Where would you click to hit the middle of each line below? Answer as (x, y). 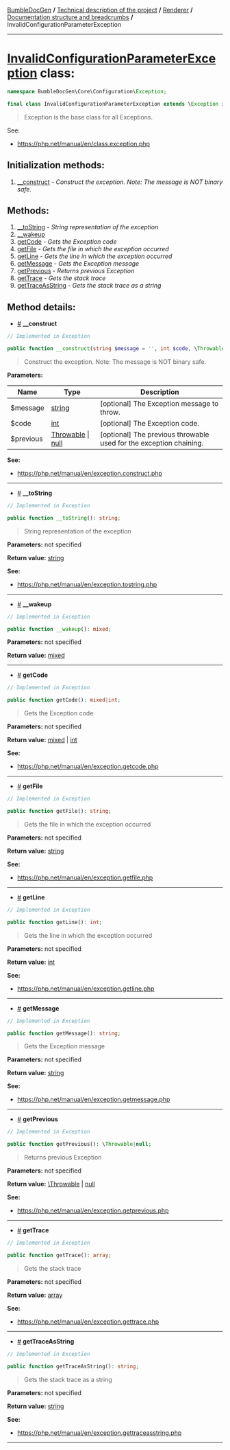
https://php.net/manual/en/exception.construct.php (90, 473)
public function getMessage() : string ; (64, 1033)
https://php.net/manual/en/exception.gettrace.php (88, 1322)
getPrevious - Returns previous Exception (76, 271)
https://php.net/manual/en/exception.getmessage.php (93, 1100)
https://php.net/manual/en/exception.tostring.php (87, 584)
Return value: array (35, 1295)
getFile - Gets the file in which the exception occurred (93, 249)
